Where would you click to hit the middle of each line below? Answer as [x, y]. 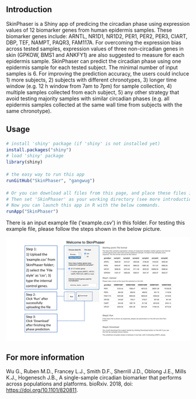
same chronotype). [29, 111]
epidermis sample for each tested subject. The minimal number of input [92, 67]
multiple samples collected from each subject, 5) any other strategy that [93, 92]
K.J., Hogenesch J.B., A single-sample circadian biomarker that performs [94, 378]
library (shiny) [24, 162]
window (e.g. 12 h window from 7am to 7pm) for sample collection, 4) [89, 86]
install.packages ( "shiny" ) [39, 150]
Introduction [29, 10]
